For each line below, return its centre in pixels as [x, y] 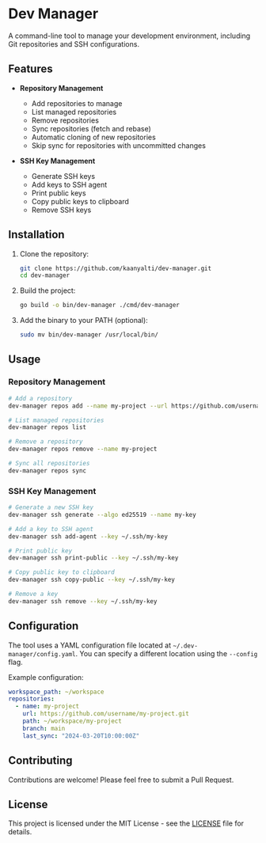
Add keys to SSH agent [69, 184]
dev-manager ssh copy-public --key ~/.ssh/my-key [92, 580]
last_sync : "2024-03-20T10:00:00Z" [81, 736]
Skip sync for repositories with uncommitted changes [118, 145]
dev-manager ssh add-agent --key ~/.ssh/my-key [88, 536]
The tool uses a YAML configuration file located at [90, 645]
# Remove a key [33, 594]
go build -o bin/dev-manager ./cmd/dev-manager [99, 306]
